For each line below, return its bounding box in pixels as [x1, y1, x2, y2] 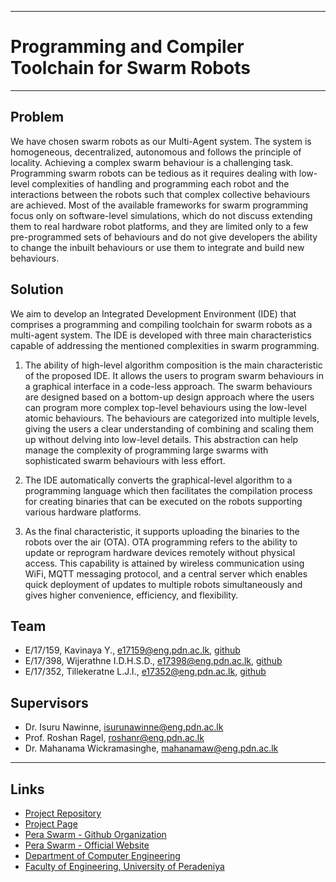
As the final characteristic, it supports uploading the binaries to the [24, 525, 300, 537]
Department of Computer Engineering [24, 850, 181, 861]
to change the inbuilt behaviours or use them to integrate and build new [10, 241, 305, 253]
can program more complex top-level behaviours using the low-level [24, 401, 307, 413]
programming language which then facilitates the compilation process [24, 484, 313, 496]
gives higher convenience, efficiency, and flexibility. [24, 589, 239, 601]
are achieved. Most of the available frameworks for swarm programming [10, 199, 309, 211]
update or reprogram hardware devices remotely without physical [24, 546, 296, 558]
